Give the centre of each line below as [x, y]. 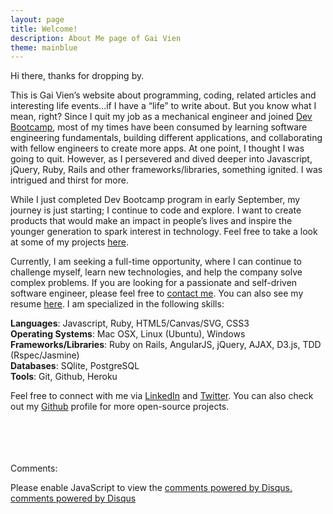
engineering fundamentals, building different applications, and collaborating [166, 138]
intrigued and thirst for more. [69, 180]
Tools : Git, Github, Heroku [64, 377]
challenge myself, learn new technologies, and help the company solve [156, 272]
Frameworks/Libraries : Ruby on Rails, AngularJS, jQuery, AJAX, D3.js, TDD [166, 345]
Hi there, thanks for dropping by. [77, 76]
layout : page [37, 19]
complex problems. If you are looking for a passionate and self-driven [154, 283]
